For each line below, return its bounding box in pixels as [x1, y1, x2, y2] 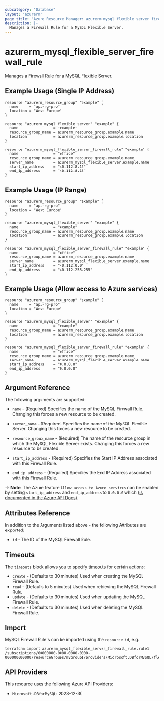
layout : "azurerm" [5, 12, 42, 17]
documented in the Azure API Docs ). [5, 495, 79, 501]
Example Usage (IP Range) [5, 186, 87, 194]
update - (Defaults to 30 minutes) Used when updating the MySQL [12, 594, 145, 600]
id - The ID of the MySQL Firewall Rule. [12, 537, 91, 543]
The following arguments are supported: [5, 397, 86, 403]
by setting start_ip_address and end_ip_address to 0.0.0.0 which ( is [5, 489, 143, 496]
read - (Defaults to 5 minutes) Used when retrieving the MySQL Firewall [12, 583, 156, 589]
